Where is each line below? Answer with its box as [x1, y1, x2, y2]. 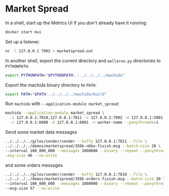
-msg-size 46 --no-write [5, 153, 57, 158]
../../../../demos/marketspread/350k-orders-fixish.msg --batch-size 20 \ [5, 176, 165, 182]
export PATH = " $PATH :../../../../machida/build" [5, 91, 107, 96]
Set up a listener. [5, 38, 40, 44]
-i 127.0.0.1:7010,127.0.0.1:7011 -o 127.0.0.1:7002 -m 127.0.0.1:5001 [10, 115, 163, 120]
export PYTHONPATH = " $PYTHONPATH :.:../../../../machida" [5, 73, 125, 78]
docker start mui [5, 29, 42, 34]
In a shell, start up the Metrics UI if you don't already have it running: [5, 20, 147, 26]
